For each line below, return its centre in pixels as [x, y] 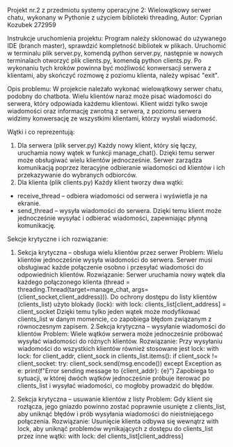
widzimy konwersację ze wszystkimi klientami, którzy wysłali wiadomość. [112, 118]
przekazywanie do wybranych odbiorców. [77, 175]
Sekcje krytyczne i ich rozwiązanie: [58, 239]
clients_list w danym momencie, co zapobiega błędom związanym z [114, 319]
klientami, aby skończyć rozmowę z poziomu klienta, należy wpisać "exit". [113, 75]
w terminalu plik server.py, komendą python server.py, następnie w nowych [115, 53]
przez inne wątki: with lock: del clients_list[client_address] [100, 436]
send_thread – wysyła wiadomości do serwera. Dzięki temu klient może [119, 211]
